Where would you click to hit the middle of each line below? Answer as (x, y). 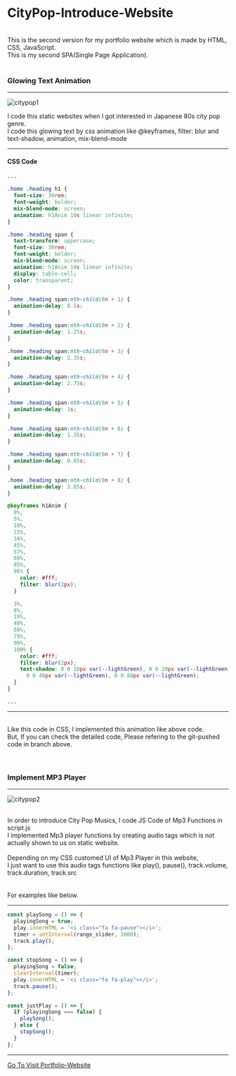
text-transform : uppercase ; (55, 241)
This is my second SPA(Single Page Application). (78, 55)
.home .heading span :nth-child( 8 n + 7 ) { (69, 455)
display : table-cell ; (45, 274)
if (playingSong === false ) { (58, 1012)
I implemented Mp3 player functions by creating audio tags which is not (111, 835)
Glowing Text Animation (49, 80)
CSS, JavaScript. (32, 47)
